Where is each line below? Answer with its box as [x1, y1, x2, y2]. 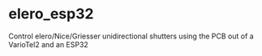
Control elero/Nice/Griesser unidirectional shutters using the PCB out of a [8, 31, 254, 41]
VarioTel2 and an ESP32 [8, 39, 89, 49]
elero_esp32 [8, 5, 94, 23]
